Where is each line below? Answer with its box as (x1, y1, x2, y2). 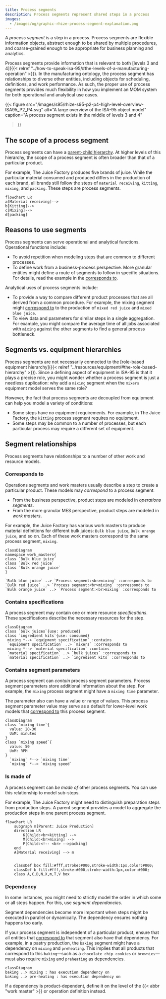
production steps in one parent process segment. (5, 810, 106, 816)
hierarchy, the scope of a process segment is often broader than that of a (5, 154, 155, 160)
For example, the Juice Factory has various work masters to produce (5, 522, 146, 528)
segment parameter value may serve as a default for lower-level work (5, 703, 147, 709)
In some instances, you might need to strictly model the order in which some (5, 894, 162, 900)
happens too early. (5, 920, 44, 925)
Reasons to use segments (5, 226, 87, 234)
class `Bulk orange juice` (5, 565, 61, 570)
